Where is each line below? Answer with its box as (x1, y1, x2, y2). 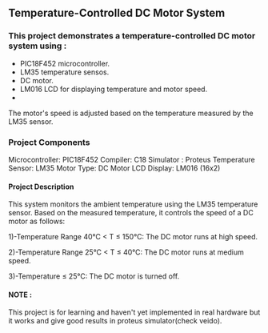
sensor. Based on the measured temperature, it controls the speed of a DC (8, 208, 254, 218)
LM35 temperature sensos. (19, 67, 110, 77)
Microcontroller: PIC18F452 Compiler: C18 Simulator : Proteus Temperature (8, 154, 255, 164)
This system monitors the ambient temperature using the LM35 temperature (8, 199, 258, 209)
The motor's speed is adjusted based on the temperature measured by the (8, 108, 254, 118)
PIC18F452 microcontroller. (19, 58, 110, 68)
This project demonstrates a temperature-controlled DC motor (8, 30, 256, 42)
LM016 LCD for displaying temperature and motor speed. (19, 84, 208, 94)
